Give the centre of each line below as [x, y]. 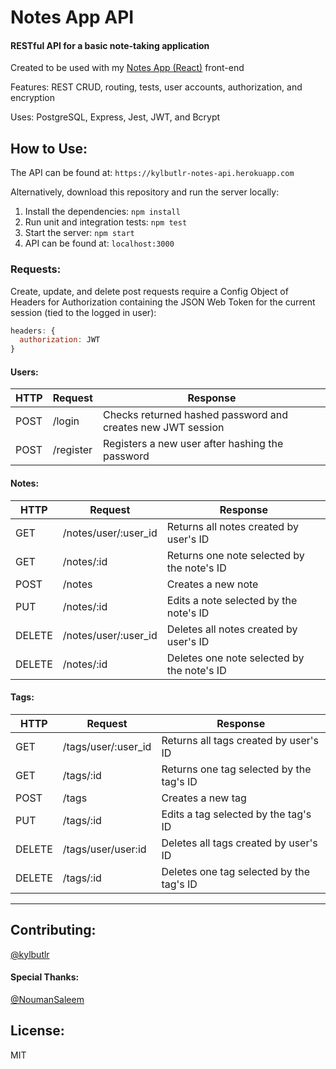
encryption [32, 98]
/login [66, 421]
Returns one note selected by [235, 555]
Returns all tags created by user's [240, 740]
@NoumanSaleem [47, 999]
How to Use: [49, 148]
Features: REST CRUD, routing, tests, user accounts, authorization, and [156, 87]
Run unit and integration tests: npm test [106, 222]
